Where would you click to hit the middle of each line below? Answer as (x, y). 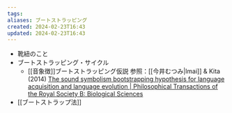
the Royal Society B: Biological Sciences (85, 94)
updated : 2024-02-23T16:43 (46, 33)
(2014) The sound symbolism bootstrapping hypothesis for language (126, 79)
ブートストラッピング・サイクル (63, 63)
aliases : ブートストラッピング (47, 20)
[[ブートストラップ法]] (49, 103)
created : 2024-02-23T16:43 (46, 27)
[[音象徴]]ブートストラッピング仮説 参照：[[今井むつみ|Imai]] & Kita (124, 71)
